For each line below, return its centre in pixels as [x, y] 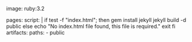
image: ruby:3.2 [25, 9]
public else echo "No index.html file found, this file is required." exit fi [91, 26]
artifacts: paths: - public [36, 33]
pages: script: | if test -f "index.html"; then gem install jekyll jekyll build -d [96, 20]
